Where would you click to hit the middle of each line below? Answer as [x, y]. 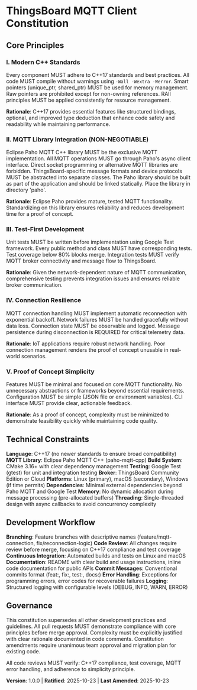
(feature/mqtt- [154, 537]
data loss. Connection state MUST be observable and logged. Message [93, 326]
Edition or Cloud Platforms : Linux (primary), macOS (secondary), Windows [97, 479]
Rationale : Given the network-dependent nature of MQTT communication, [96, 273]
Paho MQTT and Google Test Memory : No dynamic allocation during [90, 491]
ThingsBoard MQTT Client [72, 11]
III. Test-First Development [45, 229]
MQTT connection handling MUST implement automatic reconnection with [97, 313]
